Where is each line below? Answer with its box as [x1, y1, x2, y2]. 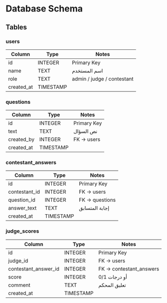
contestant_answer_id [8, 265, 59, 272]
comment [8, 282, 30, 289]
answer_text [8, 205, 37, 212]
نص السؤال [73, 128, 98, 135]
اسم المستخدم [72, 67, 103, 74]
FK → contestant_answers [98, 265, 160, 272]
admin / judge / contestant [72, 75, 134, 82]
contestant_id [8, 188, 40, 195]
